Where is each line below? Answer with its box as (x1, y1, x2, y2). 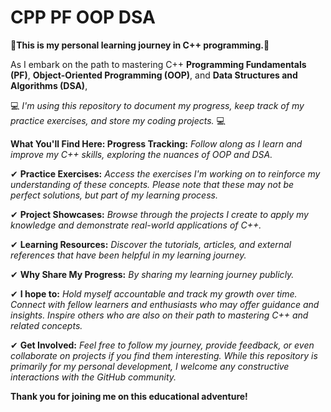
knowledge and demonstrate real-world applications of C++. (10, 219, 262, 231)
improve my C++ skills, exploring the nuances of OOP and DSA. (10, 148, 273, 160)
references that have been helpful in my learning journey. (10, 249, 247, 261)
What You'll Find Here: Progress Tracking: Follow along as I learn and (10, 137, 303, 150)
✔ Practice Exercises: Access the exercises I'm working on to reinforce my (10, 167, 321, 180)
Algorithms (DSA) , (10, 79, 88, 91)
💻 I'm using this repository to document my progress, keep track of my (10, 99, 305, 111)
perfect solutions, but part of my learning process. (10, 189, 218, 201)
